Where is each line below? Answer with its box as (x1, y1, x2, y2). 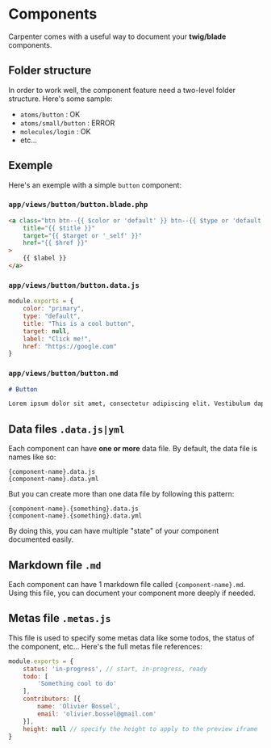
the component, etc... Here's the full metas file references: (8, 641, 203, 651)
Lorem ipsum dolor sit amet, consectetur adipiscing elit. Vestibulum (8, 399, 251, 408)
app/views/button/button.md (8, 369, 119, 378)
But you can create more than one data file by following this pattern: (8, 489, 235, 499)
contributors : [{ (23, 695, 81, 704)
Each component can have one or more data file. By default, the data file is (8, 444, 258, 454)
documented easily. (8, 535, 74, 544)
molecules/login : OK (19, 126, 91, 136)
